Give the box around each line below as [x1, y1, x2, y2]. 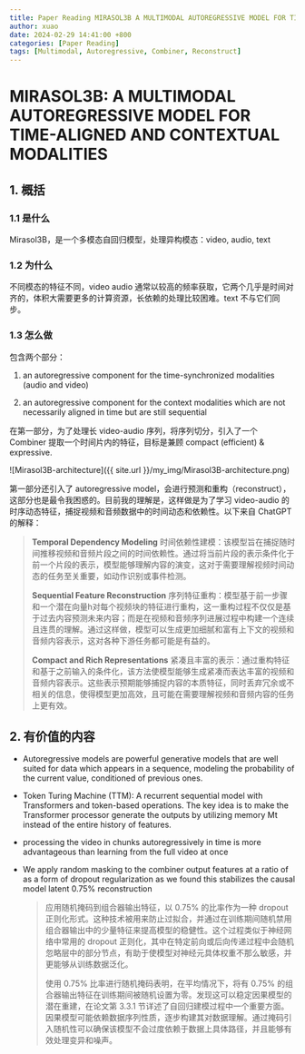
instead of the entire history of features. [22, 819, 172, 831]
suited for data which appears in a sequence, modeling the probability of [22, 763, 295, 774]
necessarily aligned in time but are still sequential [22, 406, 207, 418]
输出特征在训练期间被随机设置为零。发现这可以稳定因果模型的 [61, 990, 292, 1000]
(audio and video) [22, 379, 89, 390]
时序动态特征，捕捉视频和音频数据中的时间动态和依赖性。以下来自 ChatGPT [9, 506, 292, 517]
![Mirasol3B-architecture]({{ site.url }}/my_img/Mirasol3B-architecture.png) [9, 464, 290, 475]
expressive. [9, 447, 53, 458]
